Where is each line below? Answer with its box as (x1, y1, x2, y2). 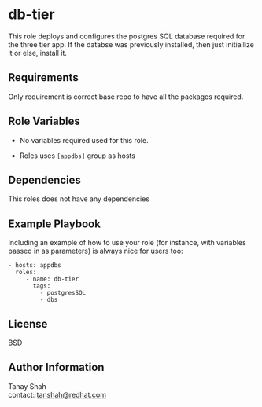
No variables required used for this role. (19, 135, 149, 145)
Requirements (8, 71, 79, 84)
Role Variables (8, 115, 80, 128)
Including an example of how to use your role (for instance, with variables (8, 238, 246, 247)
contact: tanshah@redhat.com (8, 390, 107, 399)
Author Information (8, 361, 105, 374)
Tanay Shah (8, 381, 47, 390)
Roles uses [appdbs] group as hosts (19, 151, 136, 160)
